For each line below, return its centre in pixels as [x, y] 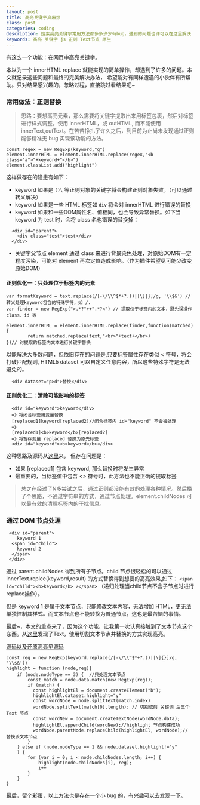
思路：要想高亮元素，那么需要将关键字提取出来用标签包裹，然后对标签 [107, 116]
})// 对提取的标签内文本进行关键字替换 [49, 342]
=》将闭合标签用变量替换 [38, 415]
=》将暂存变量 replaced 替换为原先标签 [55, 439]
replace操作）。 [25, 594]
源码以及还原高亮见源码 [35, 646]
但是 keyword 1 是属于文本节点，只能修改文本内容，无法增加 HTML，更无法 [99, 606]
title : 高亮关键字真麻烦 [33, 17]
